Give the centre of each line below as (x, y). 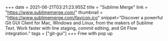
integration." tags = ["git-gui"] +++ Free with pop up (59, 33)
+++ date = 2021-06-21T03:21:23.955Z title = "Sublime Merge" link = (76, 7)
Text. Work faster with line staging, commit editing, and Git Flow (71, 28)
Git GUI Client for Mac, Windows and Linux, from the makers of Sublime (79, 23)
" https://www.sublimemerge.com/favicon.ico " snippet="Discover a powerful (84, 18)
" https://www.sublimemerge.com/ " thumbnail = (54, 12)
